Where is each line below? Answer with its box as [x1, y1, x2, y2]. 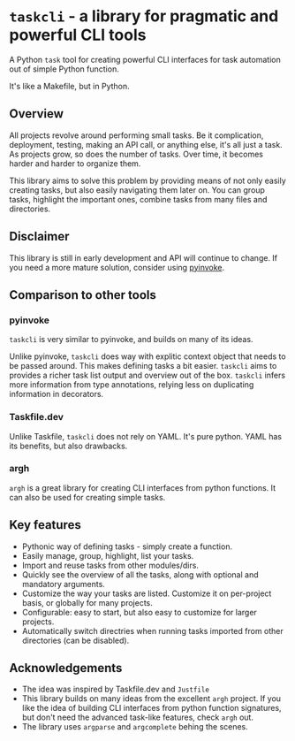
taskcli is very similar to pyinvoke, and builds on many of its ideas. [9, 334, 253, 345]
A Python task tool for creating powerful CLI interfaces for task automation [9, 54, 281, 65]
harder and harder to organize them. [9, 157, 141, 169]
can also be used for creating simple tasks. [9, 492, 166, 502]
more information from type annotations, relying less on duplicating [9, 379, 254, 390]
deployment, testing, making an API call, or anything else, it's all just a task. [9, 139, 283, 149]
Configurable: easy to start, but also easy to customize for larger [21, 607, 258, 617]
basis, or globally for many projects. [21, 597, 153, 607]
